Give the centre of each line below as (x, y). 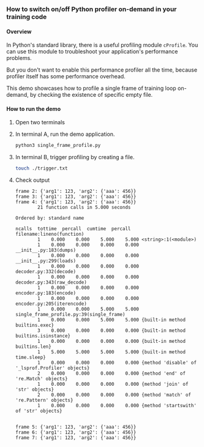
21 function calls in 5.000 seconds (84, 208)
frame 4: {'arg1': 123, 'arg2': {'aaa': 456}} (76, 202)
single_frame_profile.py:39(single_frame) (70, 315)
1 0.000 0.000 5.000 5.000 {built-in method (111, 320)
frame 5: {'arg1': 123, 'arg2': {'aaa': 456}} (76, 427)
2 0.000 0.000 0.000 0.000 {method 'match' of (114, 395)
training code (27, 17)
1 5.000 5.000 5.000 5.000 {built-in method (111, 352)
